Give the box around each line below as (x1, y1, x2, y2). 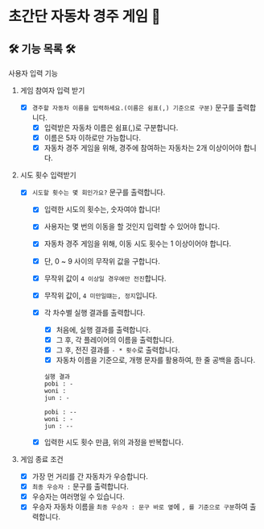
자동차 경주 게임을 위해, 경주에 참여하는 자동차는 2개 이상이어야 (43, 143, 242, 153)
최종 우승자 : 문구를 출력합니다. (31, 481, 129, 492)
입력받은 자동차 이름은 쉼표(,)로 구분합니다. (43, 123, 179, 133)
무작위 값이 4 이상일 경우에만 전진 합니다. (43, 273, 167, 283)
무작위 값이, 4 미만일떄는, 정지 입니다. (43, 290, 158, 300)
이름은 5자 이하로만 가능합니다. (43, 133, 141, 143)
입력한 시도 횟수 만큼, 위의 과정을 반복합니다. (43, 437, 184, 447)
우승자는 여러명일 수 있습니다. (31, 492, 125, 502)
